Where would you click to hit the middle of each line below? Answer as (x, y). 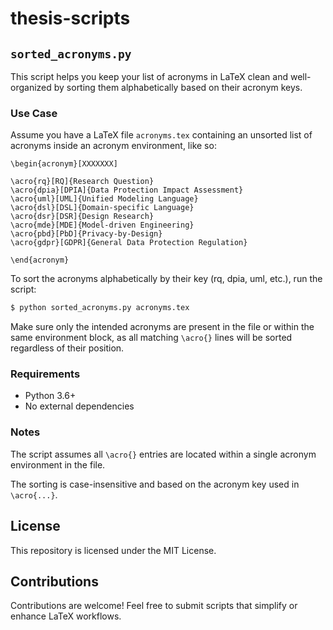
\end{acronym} (40, 260)
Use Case (34, 113)
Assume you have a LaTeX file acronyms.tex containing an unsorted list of (161, 135)
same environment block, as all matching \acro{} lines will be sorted (151, 338)
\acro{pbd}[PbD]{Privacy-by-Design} (86, 234)
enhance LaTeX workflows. (66, 616)
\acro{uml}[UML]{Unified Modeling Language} (104, 199)
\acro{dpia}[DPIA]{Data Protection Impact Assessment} (127, 190)
